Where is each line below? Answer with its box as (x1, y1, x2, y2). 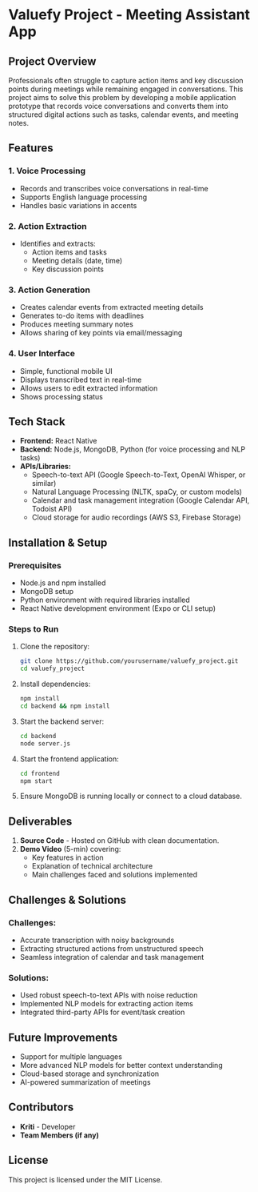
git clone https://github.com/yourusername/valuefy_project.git (19, 657, 239, 665)
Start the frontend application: (19, 754, 119, 764)
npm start (19, 777, 54, 785)
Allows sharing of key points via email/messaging (19, 328, 183, 338)
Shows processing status (19, 391, 104, 401)
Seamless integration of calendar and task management (19, 952, 204, 961)
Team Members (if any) (19, 1130, 100, 1140)
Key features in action (31, 853, 104, 862)
